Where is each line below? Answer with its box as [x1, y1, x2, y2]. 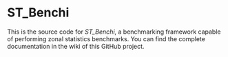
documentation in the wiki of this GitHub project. [7, 42, 145, 50]
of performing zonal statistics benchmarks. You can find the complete [7, 34, 205, 43]
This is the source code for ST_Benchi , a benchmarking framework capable [7, 27, 221, 36]
